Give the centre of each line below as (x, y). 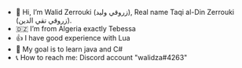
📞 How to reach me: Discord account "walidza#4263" (101, 57)
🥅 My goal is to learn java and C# (69, 49)
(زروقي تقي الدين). (44, 20)
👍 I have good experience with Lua (73, 38)
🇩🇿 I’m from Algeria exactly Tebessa (75, 29)
